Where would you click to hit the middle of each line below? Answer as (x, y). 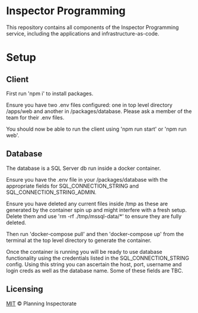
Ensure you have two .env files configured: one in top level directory (90, 105)
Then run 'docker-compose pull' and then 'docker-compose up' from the (95, 234)
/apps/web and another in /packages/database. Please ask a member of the (99, 111)
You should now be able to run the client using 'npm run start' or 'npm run (96, 129)
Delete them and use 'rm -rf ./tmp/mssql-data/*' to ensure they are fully (94, 216)
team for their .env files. (35, 117)
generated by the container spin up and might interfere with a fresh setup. (96, 210)
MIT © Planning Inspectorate (41, 304)
